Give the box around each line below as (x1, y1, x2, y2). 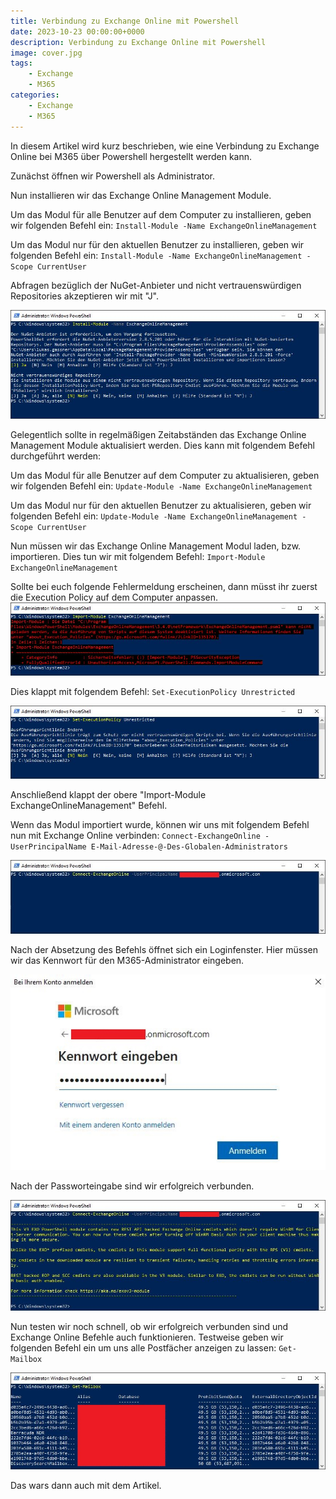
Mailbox (10, 1354, 43, 1364)
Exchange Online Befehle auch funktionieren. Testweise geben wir (10, 1331, 284, 1343)
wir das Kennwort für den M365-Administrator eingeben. (10, 954, 245, 966)
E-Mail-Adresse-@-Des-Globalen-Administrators (90, 842, 288, 852)
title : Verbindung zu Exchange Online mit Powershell (10, 16, 240, 26)
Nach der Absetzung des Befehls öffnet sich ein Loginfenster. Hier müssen (10, 943, 319, 955)
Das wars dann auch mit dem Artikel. (10, 1479, 162, 1491)
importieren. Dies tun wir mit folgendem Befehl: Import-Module (10, 550, 266, 562)
